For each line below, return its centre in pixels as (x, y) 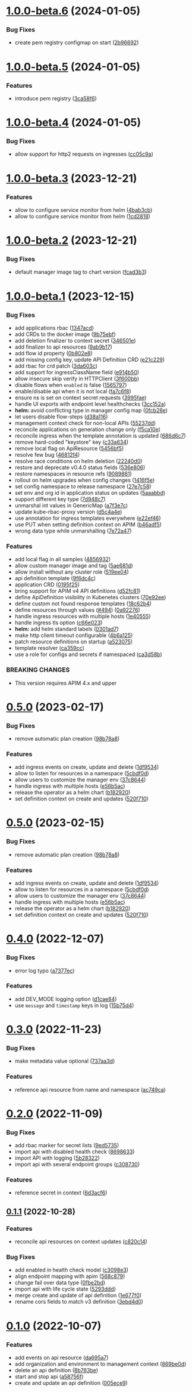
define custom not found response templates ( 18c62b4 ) (83, 603)
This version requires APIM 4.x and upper (66, 683)
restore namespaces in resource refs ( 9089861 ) (73, 473)
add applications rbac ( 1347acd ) (54, 328)
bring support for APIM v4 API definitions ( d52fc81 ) (78, 591)
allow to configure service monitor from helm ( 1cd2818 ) (82, 216)
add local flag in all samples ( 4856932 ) (63, 559)
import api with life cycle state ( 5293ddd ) (65, 1289)
